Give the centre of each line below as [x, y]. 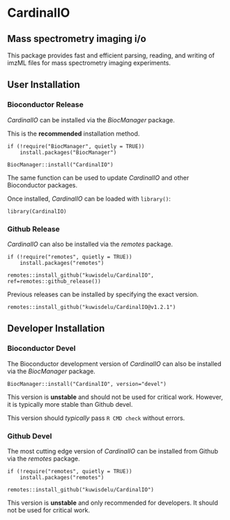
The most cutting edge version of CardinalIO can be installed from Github [113, 451]
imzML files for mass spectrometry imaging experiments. [89, 63]
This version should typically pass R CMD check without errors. [96, 418]
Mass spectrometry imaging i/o [77, 39]
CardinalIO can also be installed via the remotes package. [90, 244]
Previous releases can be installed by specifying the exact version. [103, 294]
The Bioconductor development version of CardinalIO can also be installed [114, 363]
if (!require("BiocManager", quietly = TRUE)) [76, 146]
